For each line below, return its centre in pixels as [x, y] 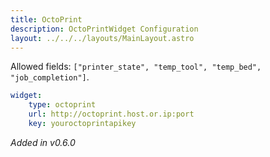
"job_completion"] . [50, 77]
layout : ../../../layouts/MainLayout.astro [102, 38]
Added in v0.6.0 [43, 142]
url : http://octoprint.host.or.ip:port [111, 114]
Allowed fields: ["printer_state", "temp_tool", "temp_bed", [136, 67]
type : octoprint [62, 105]
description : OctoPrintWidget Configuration [104, 29]
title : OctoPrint [46, 19]
